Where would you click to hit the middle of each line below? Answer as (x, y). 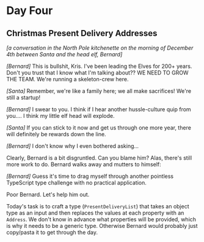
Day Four (30, 11)
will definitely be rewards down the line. (56, 134)
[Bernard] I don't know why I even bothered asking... (73, 146)
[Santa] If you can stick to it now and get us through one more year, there (99, 128)
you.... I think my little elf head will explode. (60, 116)
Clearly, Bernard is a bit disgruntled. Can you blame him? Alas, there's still (99, 158)
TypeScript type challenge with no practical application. (76, 183)
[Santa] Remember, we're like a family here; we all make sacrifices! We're (99, 91)
